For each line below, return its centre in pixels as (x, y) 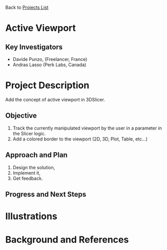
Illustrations (31, 216)
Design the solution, (34, 167)
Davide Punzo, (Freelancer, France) (50, 59)
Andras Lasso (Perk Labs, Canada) (49, 65)
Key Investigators (34, 47)
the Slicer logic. (29, 133)
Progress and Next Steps (46, 194)
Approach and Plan (36, 155)
